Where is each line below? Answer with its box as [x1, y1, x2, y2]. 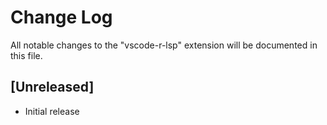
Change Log [10, 6, 113, 29]
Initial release [24, 105, 80, 117]
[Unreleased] [10, 79, 95, 96]
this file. [10, 49, 43, 61]
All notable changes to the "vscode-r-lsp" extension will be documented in [10, 39, 318, 51]
